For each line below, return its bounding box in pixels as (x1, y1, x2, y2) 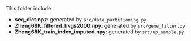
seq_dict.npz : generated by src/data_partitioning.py (14, 16, 146, 23)
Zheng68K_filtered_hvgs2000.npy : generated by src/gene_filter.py (14, 23, 186, 29)
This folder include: (6, 5, 53, 12)
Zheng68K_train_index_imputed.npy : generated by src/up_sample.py (14, 28, 185, 35)
